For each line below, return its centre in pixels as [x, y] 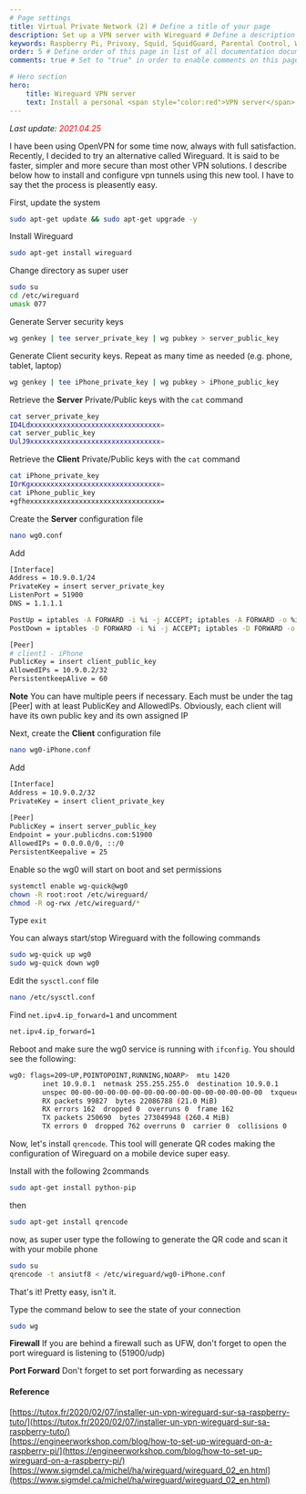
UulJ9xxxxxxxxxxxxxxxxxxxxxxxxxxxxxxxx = [87, 442]
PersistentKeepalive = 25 [58, 852]
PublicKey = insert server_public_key [83, 826]
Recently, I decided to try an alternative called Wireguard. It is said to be [144, 155]
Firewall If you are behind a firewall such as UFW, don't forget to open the [148, 1344]
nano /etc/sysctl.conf [52, 998]
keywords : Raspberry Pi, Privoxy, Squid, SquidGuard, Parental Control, [150, 43]
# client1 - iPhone [46, 653]
